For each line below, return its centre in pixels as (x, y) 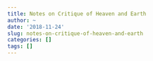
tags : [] (20, 46)
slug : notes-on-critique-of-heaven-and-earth (75, 33)
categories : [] (30, 40)
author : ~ (22, 20)
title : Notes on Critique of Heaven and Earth (77, 14)
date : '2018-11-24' (36, 27)
